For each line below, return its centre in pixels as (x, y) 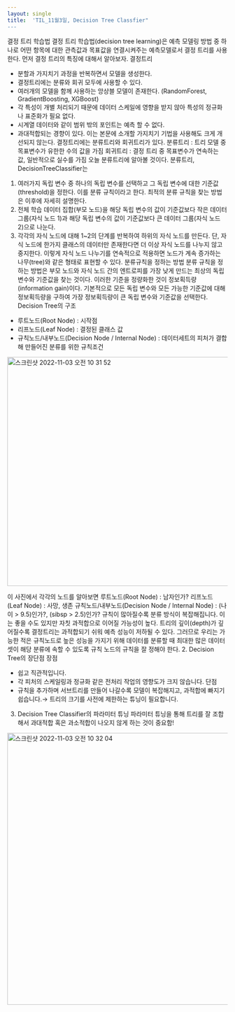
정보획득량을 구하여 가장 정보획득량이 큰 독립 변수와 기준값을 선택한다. (113, 297)
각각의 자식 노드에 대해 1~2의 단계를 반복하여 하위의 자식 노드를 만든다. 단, (118, 236)
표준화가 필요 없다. (50, 115)
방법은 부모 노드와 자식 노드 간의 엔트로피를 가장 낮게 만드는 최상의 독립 (128, 271)
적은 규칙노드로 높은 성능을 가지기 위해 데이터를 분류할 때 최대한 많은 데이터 (123, 640)
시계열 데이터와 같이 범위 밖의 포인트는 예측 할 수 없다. (91, 124)
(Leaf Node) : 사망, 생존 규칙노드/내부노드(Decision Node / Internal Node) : (112, 605)
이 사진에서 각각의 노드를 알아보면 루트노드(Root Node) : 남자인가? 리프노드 (110, 597)
